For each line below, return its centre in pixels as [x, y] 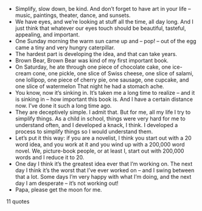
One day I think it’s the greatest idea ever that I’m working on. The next [104, 164]
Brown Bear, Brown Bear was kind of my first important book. [92, 61]
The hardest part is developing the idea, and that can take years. [96, 54]
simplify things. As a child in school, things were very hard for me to [100, 119]
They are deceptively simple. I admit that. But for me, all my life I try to [103, 112]
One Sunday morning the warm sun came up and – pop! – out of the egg [106, 41]
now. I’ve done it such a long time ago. [63, 105]
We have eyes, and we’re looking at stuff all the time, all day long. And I [104, 22]
